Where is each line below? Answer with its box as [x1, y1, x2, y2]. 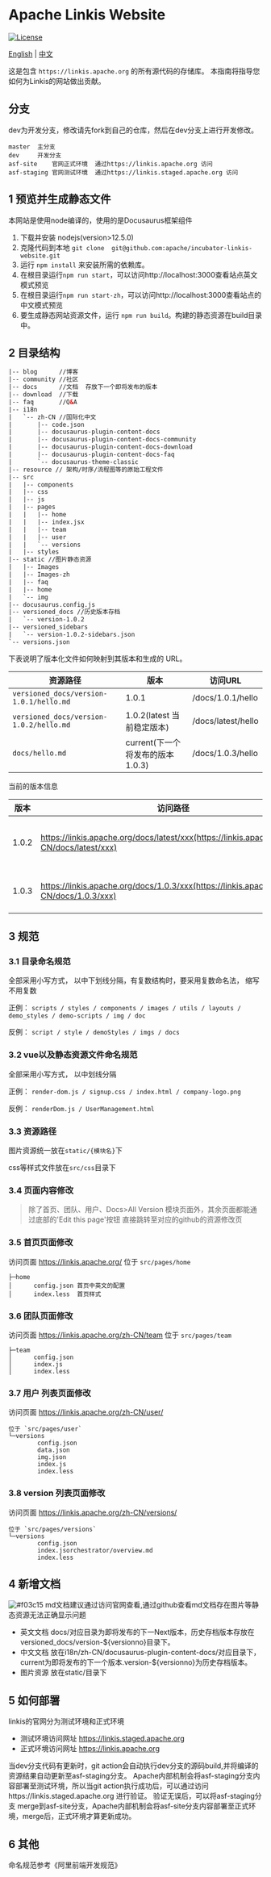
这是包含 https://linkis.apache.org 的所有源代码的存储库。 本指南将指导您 [8, 66, 261, 76]
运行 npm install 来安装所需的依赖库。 [19, 260, 149, 270]
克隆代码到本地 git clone [19, 242, 105, 252]
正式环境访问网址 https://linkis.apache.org [19, 1744, 160, 1754]
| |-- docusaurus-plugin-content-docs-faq [8, 450, 175, 458]
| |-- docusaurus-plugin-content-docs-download [8, 443, 194, 451]
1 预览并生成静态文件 [8, 192, 111, 207]
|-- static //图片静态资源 [8, 555, 92, 564]
